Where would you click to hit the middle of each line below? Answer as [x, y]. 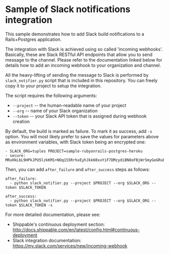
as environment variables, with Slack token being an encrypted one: [75, 142]
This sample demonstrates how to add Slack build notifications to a [75, 34]
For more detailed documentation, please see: [53, 214]
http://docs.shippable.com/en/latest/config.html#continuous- [76, 230]
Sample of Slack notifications [68, 9]
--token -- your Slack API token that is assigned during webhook [79, 116]
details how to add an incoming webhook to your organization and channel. [83, 65]
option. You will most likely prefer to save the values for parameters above [82, 136]
